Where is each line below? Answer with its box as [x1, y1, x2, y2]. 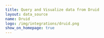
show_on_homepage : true [5, 26, 55, 31]
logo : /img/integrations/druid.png [5, 21, 79, 26]
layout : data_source [5, 12, 48, 17]
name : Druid [5, 16, 30, 21]
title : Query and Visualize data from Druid [5, 7, 99, 12]
